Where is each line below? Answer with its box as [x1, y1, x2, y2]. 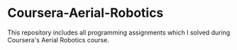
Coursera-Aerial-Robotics [7, 5, 164, 21]
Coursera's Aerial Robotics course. [7, 35, 110, 44]
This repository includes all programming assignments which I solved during [7, 28, 231, 37]
